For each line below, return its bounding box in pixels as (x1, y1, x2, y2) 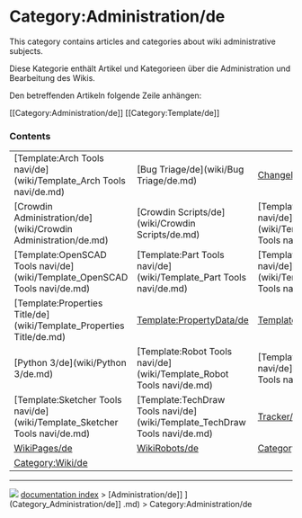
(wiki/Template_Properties (13, 319, 125, 332)
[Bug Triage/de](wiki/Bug (136, 164, 244, 176)
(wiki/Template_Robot (136, 368, 229, 380)
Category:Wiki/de (13, 457, 88, 469)
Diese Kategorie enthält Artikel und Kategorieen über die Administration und (9, 63, 291, 74)
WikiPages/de (13, 442, 73, 455)
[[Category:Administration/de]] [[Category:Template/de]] (9, 107, 220, 118)
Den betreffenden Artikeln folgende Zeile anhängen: (9, 90, 202, 101)
